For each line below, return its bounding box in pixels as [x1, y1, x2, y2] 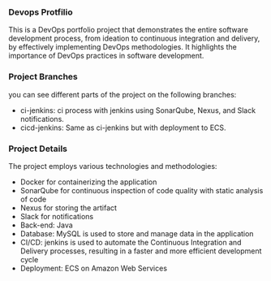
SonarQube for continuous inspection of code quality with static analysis [19, 185, 264, 195]
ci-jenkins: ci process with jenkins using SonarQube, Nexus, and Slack [19, 105, 256, 115]
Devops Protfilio [8, 6, 73, 18]
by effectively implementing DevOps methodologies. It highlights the [8, 42, 237, 52]
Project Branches [8, 71, 79, 83]
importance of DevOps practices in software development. [8, 51, 204, 61]
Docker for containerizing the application [19, 177, 157, 187]
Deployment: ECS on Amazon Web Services [19, 263, 168, 273]
